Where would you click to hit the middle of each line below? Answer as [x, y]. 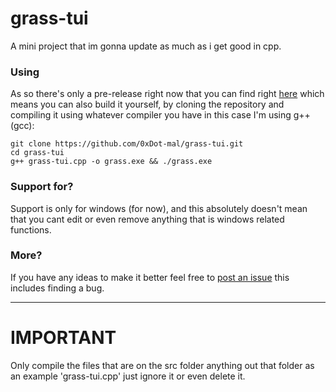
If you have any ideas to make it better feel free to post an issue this [150, 277]
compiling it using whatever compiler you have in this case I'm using [151, 115]
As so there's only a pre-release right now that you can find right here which [167, 94]
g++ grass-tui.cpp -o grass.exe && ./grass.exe [111, 162]
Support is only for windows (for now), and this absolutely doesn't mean [159, 208]
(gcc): [22, 126]
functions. [31, 229]
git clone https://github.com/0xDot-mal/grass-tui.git [127, 144]
